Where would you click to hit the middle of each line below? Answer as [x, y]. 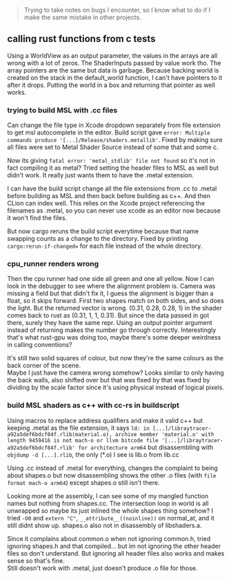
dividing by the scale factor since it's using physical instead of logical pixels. [115, 387]
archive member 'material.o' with [164, 434]
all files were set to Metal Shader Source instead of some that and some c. [113, 147]
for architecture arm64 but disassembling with [146, 447]
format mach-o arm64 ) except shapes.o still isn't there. [83, 482]
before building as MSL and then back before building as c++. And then [109, 196]
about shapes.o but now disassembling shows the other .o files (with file [112, 475]
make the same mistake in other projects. [82, 17]
